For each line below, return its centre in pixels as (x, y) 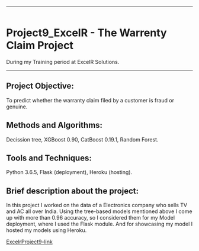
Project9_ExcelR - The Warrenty (86, 33)
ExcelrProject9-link (30, 242)
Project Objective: (40, 86)
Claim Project (40, 46)
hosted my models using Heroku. (46, 230)
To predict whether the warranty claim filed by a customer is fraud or (90, 100)
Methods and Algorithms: (54, 125)
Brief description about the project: (73, 191)
